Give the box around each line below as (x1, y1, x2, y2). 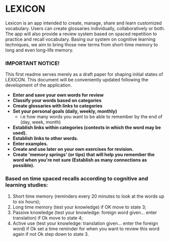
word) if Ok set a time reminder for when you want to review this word (12, 225, 159, 232)
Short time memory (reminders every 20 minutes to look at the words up (12, 193, 164, 199)
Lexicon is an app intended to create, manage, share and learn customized (5, 20, 162, 26)
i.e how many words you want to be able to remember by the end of (20, 114, 163, 120)
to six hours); (12, 198, 41, 204)
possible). (12, 163, 35, 169)
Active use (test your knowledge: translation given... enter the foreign (12, 220, 158, 226)
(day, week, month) (20, 119, 61, 125)
